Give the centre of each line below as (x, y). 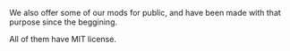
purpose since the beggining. (64, 22)
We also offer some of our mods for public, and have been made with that (145, 13)
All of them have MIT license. (63, 39)
